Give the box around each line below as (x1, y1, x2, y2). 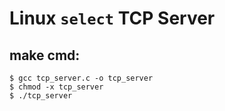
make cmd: (9, 47, 81, 64)
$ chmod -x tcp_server (9, 82, 104, 92)
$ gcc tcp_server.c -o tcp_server (9, 73, 154, 83)
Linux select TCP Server (9, 7, 216, 30)
